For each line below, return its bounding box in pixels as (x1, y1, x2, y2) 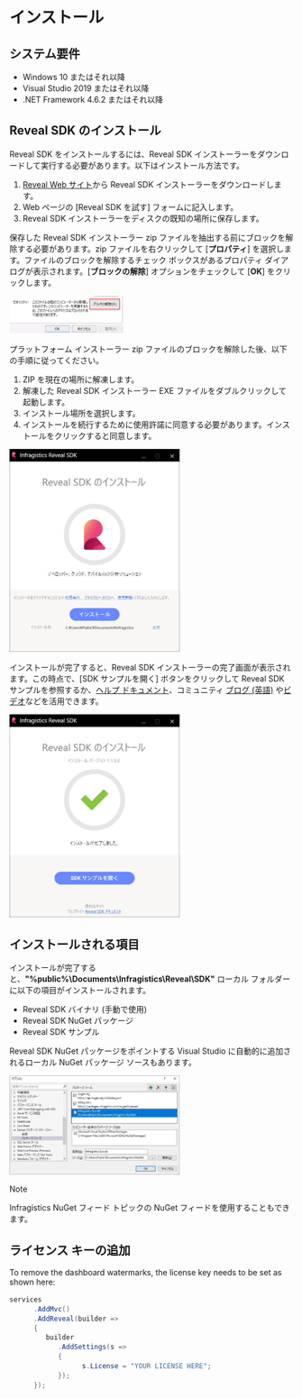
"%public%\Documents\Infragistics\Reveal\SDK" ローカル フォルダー (24, 973, 291, 984)
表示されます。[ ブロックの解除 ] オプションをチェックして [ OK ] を (32, 266, 276, 277)
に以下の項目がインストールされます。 (9, 985, 151, 996)
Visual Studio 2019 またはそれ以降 (22, 83, 150, 94)
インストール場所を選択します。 (22, 407, 142, 418)
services (9, 1294, 42, 1304)
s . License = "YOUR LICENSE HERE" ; (81, 1362, 212, 1371)
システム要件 (9, 46, 81, 61)
